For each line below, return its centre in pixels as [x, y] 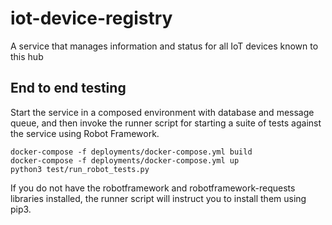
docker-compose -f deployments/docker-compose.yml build [131, 152]
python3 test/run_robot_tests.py [80, 169]
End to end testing [68, 88]
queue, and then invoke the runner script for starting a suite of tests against [166, 123]
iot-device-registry [91, 18]
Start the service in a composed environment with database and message [162, 112]
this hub [27, 56]
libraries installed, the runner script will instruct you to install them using [158, 198]
